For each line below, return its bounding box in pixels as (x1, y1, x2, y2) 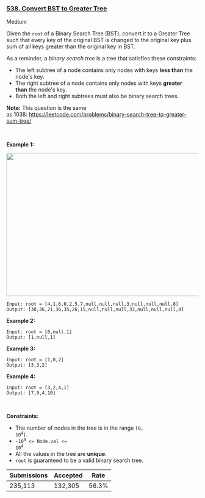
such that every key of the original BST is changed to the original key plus (6, 37, 192, 44)
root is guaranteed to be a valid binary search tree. (15, 457, 143, 464)
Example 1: (6, 141, 35, 148)
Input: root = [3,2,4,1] (6, 384, 70, 391)
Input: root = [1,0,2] (6, 357, 64, 363)
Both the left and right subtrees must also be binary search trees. (15, 93, 179, 100)
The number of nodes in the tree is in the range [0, (15, 424, 144, 431)
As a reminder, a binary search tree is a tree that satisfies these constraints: (6, 55, 197, 62)
